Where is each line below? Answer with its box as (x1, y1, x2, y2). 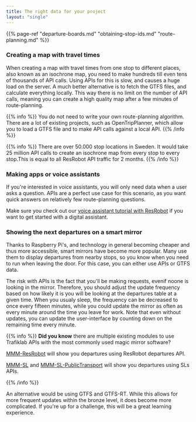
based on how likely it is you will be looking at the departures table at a (6, 290, 177, 297)
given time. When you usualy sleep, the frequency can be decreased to (6, 297, 178, 304)
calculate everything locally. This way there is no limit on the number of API (6, 89, 188, 96)
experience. (6, 409, 35, 416)
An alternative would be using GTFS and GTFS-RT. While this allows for (6, 390, 178, 397)
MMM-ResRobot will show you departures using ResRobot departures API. (6, 350, 186, 358)
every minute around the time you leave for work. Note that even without (6, 309, 181, 316)
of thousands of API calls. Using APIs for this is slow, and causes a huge (6, 77, 180, 84)
